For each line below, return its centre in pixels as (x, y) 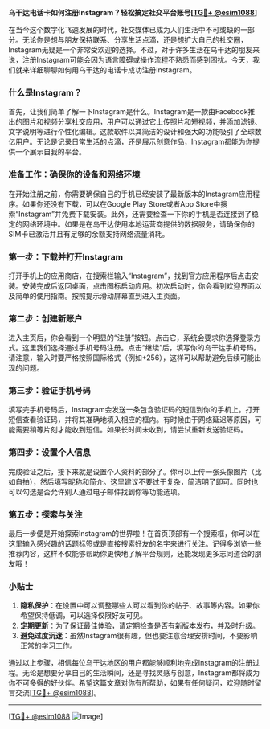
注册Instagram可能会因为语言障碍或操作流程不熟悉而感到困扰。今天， (137, 60)
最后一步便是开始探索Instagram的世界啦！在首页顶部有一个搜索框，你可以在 (134, 534)
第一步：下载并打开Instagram (65, 256)
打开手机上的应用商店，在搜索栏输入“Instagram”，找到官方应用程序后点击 (130, 276)
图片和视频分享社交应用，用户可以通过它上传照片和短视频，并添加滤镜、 (142, 122)
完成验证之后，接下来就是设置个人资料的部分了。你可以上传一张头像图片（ (131, 471)
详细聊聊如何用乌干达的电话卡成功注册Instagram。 (113, 70)
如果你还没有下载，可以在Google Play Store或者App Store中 (121, 203)
